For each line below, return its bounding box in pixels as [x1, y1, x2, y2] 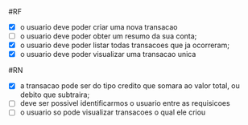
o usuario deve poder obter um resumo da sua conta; [19, 31, 197, 41]
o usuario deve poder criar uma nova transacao [19, 22, 178, 31]
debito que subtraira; [19, 90, 90, 99]
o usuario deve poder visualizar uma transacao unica [19, 50, 196, 59]
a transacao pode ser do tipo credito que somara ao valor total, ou [19, 81, 240, 91]
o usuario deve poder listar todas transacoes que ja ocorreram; [19, 40, 229, 50]
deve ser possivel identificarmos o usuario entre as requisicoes [19, 99, 231, 108]
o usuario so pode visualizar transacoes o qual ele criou [19, 107, 206, 117]
